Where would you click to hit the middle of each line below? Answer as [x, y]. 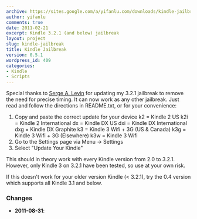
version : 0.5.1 [25, 55]
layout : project [26, 39]
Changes [19, 198]
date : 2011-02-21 [27, 28]
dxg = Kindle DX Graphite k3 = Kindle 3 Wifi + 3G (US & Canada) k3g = [100, 130]
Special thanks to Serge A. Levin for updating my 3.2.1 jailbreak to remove [95, 93]
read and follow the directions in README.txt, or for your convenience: [91, 106]
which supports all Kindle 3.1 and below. [54, 183]
